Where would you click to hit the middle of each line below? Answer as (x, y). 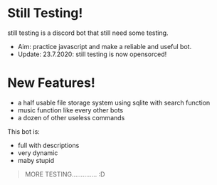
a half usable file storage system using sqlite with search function (114, 102)
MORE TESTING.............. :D (65, 174)
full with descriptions (48, 145)
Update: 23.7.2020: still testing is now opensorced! (92, 54)
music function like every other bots (70, 110)
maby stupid (36, 160)
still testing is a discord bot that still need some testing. (88, 33)
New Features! (52, 83)
